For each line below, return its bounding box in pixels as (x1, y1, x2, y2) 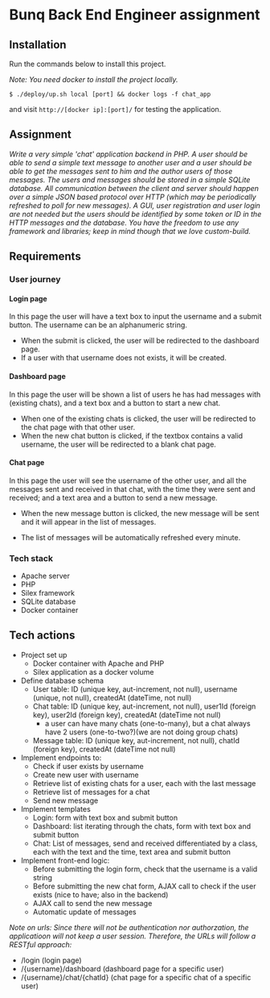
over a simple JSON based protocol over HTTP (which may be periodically (9, 192, 256, 202)
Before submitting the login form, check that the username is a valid (32, 864, 258, 874)
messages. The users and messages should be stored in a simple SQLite (9, 175, 251, 185)
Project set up (20, 650, 67, 659)
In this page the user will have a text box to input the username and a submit (9, 312, 262, 322)
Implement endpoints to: (20, 752, 102, 763)
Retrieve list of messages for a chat (32, 787, 150, 796)
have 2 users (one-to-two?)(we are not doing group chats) (44, 727, 239, 737)
